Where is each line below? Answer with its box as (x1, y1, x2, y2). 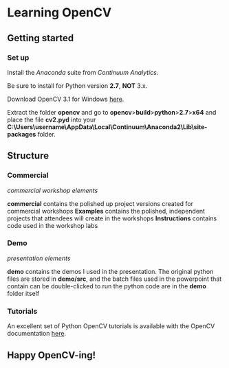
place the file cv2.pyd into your (7, 115, 96, 124)
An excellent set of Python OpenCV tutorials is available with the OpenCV (7, 322, 215, 330)
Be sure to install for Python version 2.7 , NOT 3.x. (7, 81, 148, 90)
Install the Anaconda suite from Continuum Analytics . (7, 68, 159, 76)
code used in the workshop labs (7, 221, 98, 229)
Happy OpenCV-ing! (7, 349, 96, 361)
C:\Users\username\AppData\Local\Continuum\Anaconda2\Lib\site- (7, 122, 208, 131)
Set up (7, 53, 30, 62)
